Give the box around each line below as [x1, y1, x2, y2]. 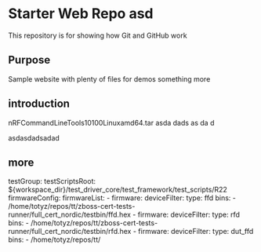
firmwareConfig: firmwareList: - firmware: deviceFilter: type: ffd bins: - [8, 193, 237, 203]
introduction [8, 97, 71, 111]
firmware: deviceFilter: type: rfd [137, 210, 241, 220]
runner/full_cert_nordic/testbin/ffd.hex [8, 210, 132, 220]
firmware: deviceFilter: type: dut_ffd [138, 227, 254, 236]
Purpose [8, 53, 51, 67]
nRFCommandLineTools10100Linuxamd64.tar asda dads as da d [8, 118, 215, 127]
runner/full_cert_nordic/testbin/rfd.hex [8, 227, 132, 236]
